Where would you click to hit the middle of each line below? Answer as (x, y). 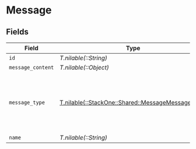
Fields (17, 32)
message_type (27, 103)
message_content (32, 67)
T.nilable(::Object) (84, 67)
